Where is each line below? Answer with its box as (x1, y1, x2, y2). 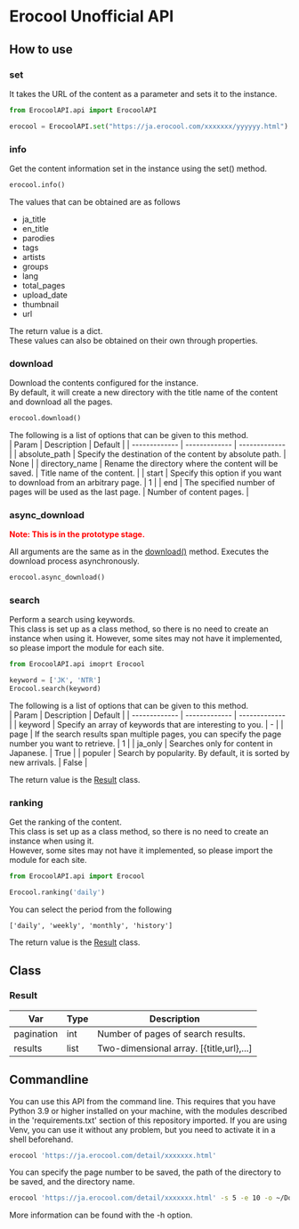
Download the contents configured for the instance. (9, 378, 198, 388)
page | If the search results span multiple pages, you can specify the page (9, 728, 282, 740)
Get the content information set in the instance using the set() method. (9, 163, 268, 174)
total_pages (21, 280, 66, 290)
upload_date (21, 289, 69, 300)
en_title (21, 223, 49, 233)
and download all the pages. (9, 396, 113, 407)
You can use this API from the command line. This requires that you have (9, 1095, 276, 1106)
